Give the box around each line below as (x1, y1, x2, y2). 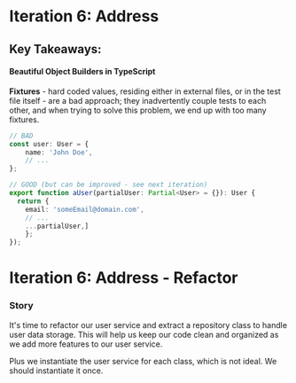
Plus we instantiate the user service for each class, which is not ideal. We (9, 356, 277, 366)
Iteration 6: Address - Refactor (9, 268, 238, 288)
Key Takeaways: (9, 42, 102, 57)
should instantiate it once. (9, 365, 104, 376)
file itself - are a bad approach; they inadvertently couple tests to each (9, 95, 267, 106)
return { (17, 197, 50, 206)
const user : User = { (9, 139, 90, 148)
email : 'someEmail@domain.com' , (25, 205, 144, 214)
